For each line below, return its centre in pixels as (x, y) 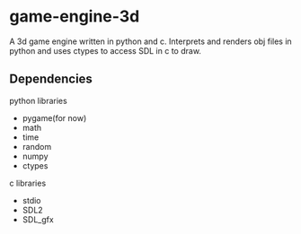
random (37, 146)
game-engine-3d (75, 17)
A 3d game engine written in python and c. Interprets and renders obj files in (150, 41)
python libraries (38, 100)
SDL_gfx (38, 219)
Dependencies (51, 79)
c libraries (28, 183)
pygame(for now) (54, 117)
